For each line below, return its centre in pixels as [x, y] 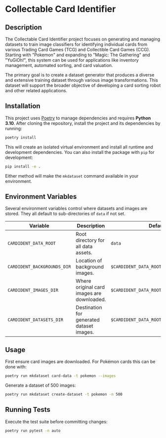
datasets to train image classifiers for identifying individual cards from [76, 44]
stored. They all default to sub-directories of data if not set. [65, 214]
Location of [89, 261]
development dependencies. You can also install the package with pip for [80, 152]
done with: [16, 367]
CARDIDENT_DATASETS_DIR [36, 320]
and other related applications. [36, 91]
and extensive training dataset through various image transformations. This [82, 80]
